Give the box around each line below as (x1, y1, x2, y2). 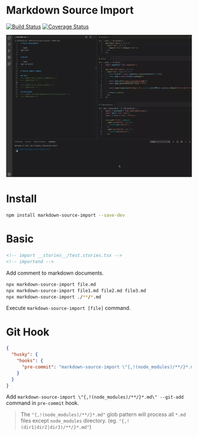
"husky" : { (11, 352, 38, 358)
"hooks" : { (16, 358, 44, 364)
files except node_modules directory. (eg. (20, 417, 118, 424)
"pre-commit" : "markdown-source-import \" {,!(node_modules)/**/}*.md (21, 364, 196, 370)
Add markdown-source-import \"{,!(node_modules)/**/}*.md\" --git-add (6, 393, 184, 401)
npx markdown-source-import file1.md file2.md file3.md (6, 288, 146, 293)
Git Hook (6, 325, 49, 339)
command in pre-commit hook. (6, 399, 80, 407)
